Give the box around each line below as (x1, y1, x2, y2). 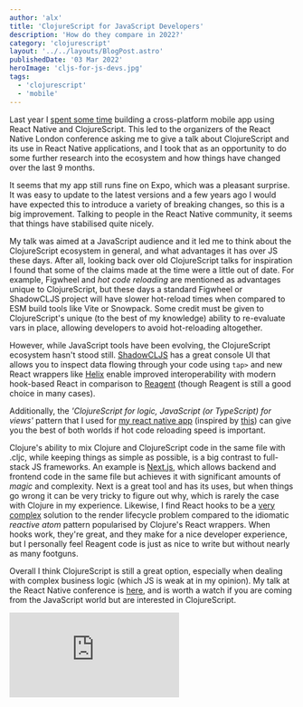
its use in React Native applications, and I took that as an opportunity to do (9, 142, 287, 154)
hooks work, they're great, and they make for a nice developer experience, (9, 529, 288, 540)
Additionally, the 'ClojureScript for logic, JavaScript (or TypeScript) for (9, 405, 271, 416)
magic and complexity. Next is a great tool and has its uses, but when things (9, 481, 294, 492)
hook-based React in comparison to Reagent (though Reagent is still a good (9, 377, 292, 389)
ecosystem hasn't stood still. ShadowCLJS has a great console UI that (9, 349, 271, 360)
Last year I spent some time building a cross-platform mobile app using (9, 114, 275, 125)
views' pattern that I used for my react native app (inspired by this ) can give (9, 415, 292, 425)
